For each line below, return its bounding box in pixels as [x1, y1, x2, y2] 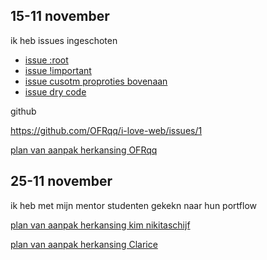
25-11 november [10, 173, 113, 190]
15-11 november [10, 8, 110, 25]
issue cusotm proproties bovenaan [24, 75, 168, 87]
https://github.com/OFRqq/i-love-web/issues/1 [10, 124, 203, 136]
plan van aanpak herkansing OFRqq [10, 144, 158, 156]
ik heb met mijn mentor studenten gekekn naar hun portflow [10, 199, 257, 211]
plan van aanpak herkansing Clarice [10, 238, 158, 250]
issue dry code [24, 85, 87, 98]
